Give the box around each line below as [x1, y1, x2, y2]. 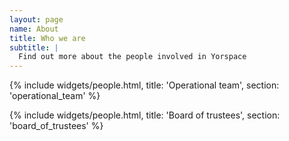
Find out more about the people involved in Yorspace [18, 52, 247, 62]
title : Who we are [9, 33, 86, 43]
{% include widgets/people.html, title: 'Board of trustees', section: [9, 109, 281, 121]
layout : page [9, 14, 64, 25]
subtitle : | [9, 42, 59, 53]
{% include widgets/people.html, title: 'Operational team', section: [9, 79, 280, 91]
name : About [9, 24, 59, 34]
